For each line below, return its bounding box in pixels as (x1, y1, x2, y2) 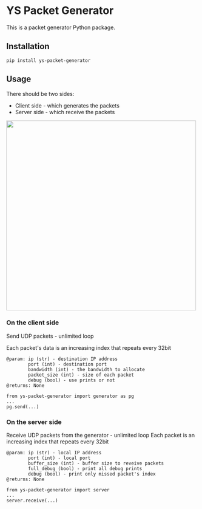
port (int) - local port (28, 455, 91, 462)
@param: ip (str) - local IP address (6, 450, 102, 456)
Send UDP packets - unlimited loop (6, 332, 94, 340)
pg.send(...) (6, 403, 39, 410)
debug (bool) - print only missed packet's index (28, 471, 156, 477)
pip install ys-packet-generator (6, 57, 91, 64)
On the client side (6, 318, 59, 327)
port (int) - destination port (28, 361, 107, 367)
